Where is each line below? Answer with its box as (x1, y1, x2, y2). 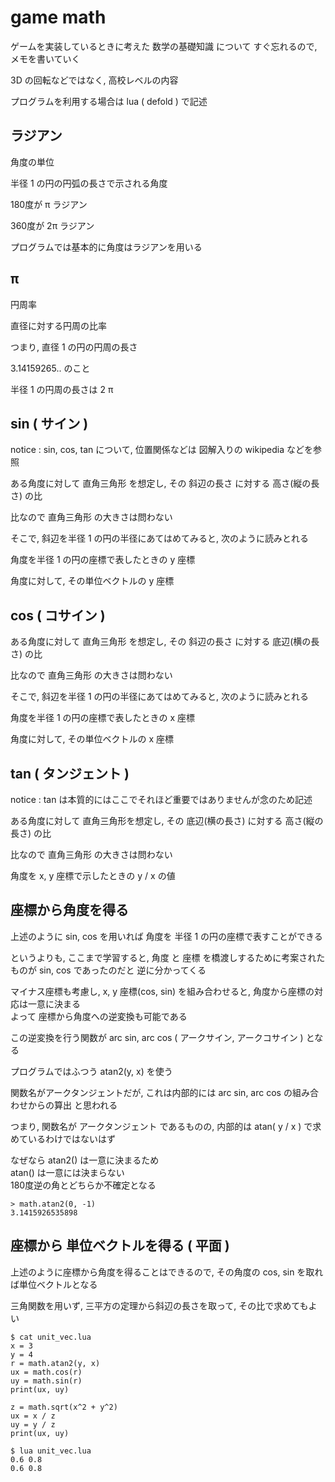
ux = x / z (10, 1411, 56, 1421)
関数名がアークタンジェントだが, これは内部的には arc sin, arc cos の (10, 1086, 293, 1098)
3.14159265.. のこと (10, 362, 91, 374)
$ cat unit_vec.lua (10, 1332, 92, 1342)
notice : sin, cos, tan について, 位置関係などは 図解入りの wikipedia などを (10, 444, 314, 456)
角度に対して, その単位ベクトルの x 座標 (10, 733, 175, 745)
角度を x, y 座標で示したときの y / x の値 (10, 870, 176, 881)
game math (10, 6, 107, 29)
